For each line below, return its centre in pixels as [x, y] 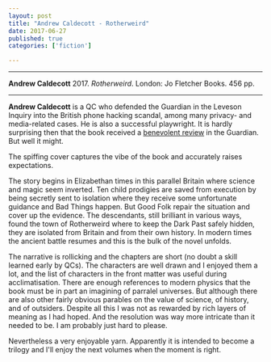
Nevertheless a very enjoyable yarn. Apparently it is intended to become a [131, 341]
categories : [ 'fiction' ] [50, 46]
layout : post [30, 16]
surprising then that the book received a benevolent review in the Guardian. [134, 133]
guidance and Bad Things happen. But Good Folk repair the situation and [129, 207]
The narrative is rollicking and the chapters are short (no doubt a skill [123, 257]
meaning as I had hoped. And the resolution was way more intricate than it [132, 317]
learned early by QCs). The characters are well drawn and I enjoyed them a [133, 265]
